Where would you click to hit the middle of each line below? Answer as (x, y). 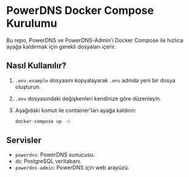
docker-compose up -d (42, 121)
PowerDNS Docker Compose (80, 11)
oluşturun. (28, 87)
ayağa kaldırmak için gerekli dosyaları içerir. (61, 47)
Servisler (24, 140)
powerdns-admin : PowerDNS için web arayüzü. (72, 168)
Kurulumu (32, 23)
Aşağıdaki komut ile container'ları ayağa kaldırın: (76, 110)
